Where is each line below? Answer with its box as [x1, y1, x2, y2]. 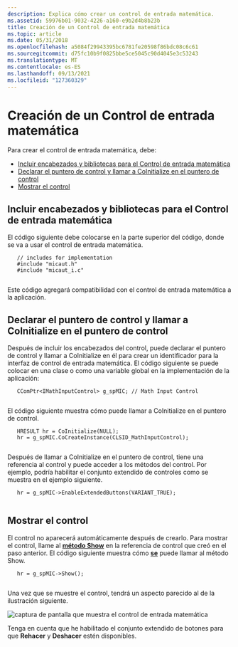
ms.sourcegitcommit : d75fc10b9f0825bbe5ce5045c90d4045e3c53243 [7, 51, 199, 58]
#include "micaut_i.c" [16, 267, 84, 274]
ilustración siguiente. [7, 596, 69, 605]
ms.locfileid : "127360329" [7, 76, 87, 84]
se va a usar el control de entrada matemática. [7, 241, 144, 249]
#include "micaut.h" [16, 261, 78, 268]
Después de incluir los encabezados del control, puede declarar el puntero [7, 343, 226, 352]
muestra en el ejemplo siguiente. [7, 475, 103, 484]
